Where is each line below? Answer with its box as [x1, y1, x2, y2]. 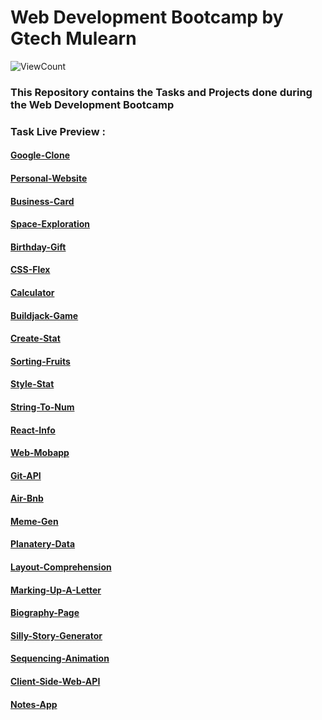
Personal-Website [10, 172, 88, 184]
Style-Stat [10, 378, 55, 390]
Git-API [10, 469, 42, 481]
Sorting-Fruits [10, 355, 71, 367]
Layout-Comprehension [10, 561, 112, 573]
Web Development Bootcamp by [10, 6, 284, 29]
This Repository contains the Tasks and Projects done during [10, 85, 313, 99]
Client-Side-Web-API [10, 676, 101, 688]
